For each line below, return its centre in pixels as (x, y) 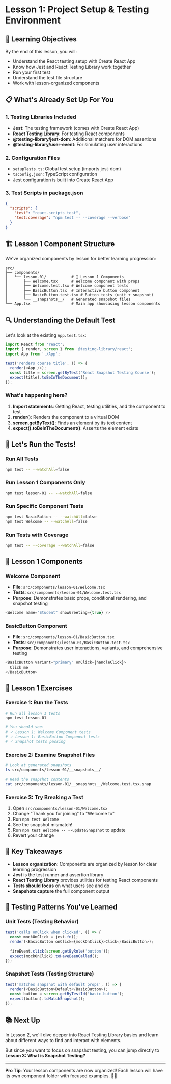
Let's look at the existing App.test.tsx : (46, 335)
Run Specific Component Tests (45, 506)
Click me (19, 668)
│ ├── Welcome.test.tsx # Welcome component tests (67, 286)
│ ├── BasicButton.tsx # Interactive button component (73, 291)
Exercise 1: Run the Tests (37, 703)
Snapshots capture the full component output (61, 891)
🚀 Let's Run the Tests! (40, 444)
